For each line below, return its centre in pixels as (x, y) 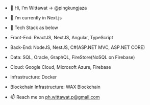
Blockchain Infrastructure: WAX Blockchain (55, 87)
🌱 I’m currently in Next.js (36, 18)
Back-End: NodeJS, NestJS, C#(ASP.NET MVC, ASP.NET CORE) (78, 47)
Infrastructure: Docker (33, 77)
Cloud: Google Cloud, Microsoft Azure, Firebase (60, 67)
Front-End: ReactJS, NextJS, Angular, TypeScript (61, 37)
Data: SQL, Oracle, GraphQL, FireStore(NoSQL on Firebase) (72, 57)
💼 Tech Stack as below (34, 28)
